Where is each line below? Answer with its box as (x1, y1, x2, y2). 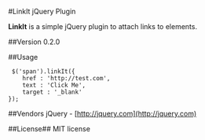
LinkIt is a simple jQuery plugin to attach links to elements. (8, 22, 198, 31)
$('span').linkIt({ (11, 68, 76, 76)
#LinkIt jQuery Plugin (8, 7, 76, 16)
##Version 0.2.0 (8, 37, 60, 46)
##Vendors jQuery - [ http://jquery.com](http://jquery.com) (8, 109, 197, 118)
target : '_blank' (22, 88, 82, 96)
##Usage (8, 53, 38, 61)
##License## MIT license (8, 124, 90, 133)
